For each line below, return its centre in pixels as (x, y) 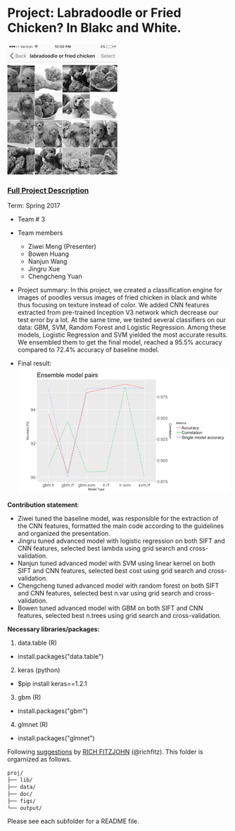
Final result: (34, 363)
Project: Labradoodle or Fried (94, 13)
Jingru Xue (44, 269)
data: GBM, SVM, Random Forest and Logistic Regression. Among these (122, 328)
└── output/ (25, 809)
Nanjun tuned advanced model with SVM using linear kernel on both (116, 563)
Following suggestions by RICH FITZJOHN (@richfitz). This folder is (105, 752)
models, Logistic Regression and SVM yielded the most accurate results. (122, 335)
